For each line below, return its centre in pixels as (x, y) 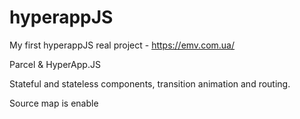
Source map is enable (54, 103)
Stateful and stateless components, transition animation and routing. (150, 83)
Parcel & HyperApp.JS (55, 64)
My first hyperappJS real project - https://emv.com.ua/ (122, 45)
